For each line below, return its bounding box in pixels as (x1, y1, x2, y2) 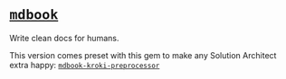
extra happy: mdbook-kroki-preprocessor (9, 59, 160, 70)
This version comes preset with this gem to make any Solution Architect (9, 49, 277, 60)
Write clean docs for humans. (9, 32, 119, 43)
